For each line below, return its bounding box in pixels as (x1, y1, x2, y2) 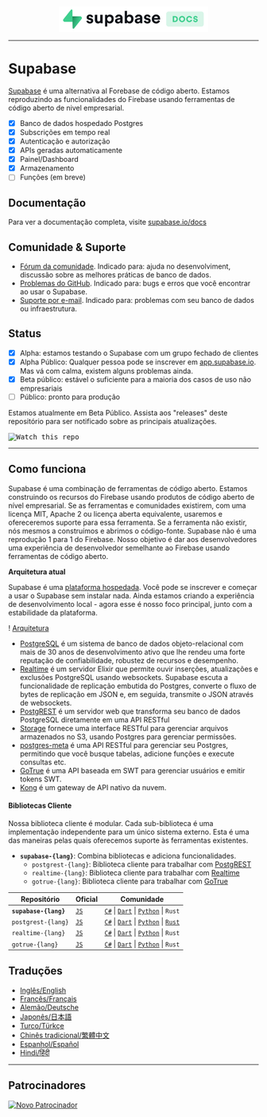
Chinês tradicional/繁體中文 (19, 1030, 110, 1040)
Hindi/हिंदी (19, 1048, 50, 1057)
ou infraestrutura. (19, 304, 78, 313)
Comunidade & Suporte (8, 240, 126, 254)
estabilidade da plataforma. (8, 608, 98, 617)
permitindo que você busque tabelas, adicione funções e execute (19, 749, 234, 758)
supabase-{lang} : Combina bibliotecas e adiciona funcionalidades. (19, 852, 237, 861)
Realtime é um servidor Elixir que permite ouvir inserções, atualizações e (19, 664, 258, 674)
